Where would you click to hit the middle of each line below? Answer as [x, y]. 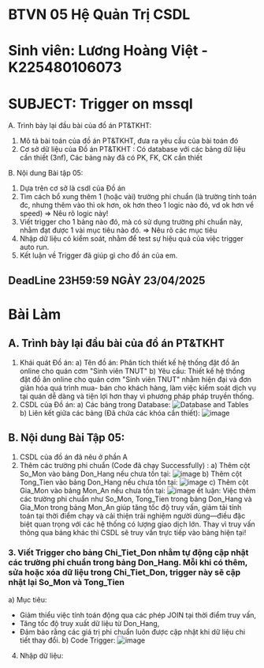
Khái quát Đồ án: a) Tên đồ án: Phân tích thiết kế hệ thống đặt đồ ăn [130, 362]
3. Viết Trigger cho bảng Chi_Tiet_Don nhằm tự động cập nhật [128, 553]
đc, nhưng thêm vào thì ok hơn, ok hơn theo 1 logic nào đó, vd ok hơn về [137, 205]
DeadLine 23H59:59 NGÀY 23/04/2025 [107, 280]
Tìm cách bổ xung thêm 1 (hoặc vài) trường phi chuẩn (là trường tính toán [138, 197]
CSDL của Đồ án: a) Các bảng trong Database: [95, 404]
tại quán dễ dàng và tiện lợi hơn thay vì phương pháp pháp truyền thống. [137, 396]
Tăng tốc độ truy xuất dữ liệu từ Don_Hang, [89, 623]
